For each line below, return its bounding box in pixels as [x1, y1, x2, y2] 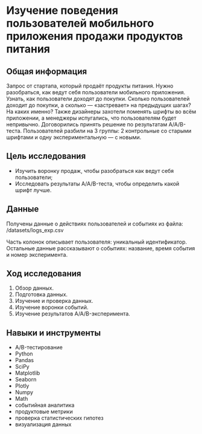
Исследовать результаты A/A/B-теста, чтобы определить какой [14, 180, 180, 187]
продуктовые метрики [14, 408, 74, 415]
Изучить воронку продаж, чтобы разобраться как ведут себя [14, 167, 174, 174]
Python [14, 350, 33, 357]
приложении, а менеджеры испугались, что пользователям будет [6, 114, 177, 121]
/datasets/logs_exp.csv [6, 226, 64, 233]
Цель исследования [6, 151, 86, 161]
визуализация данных [14, 421, 72, 428]
